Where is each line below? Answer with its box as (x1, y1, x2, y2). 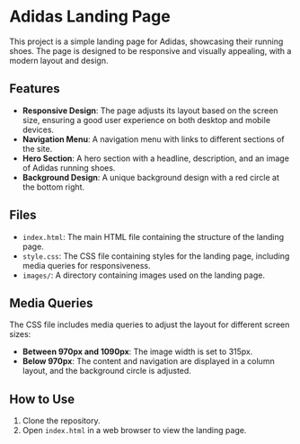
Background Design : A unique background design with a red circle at (22, 172, 280, 182)
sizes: (9, 329, 31, 340)
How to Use (9, 391, 75, 406)
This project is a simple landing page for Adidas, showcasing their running (9, 36, 284, 47)
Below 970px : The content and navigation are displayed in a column (22, 356, 276, 367)
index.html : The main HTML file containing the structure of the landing (22, 231, 285, 242)
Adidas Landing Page (9, 6, 171, 27)
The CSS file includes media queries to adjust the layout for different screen (9, 319, 290, 330)
